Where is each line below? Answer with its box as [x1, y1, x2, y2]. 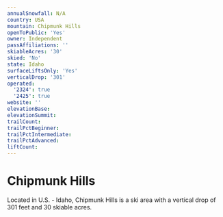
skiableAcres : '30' [7, 49, 63, 55]
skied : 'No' [7, 55, 41, 62]
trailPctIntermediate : [7, 131, 72, 138]
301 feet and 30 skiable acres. [7, 203, 92, 211]
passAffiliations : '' [7, 42, 69, 49]
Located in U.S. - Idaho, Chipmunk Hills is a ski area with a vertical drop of [7, 196, 216, 204]
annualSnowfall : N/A [7, 10, 66, 17]
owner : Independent [7, 36, 63, 42]
